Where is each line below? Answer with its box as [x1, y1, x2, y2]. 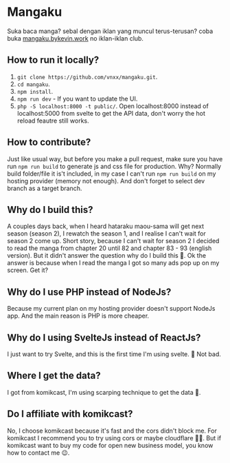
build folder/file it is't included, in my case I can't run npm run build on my [7, 169, 216, 178]
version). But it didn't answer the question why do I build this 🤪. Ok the [7, 251, 207, 260]
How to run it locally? [7, 54, 100, 66]
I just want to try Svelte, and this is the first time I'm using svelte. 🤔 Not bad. [7, 350, 222, 358]
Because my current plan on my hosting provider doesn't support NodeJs [7, 305, 216, 313]
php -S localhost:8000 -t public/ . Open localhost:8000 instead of [16, 101, 209, 110]
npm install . [16, 87, 54, 95]
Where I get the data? [7, 370, 101, 382]
